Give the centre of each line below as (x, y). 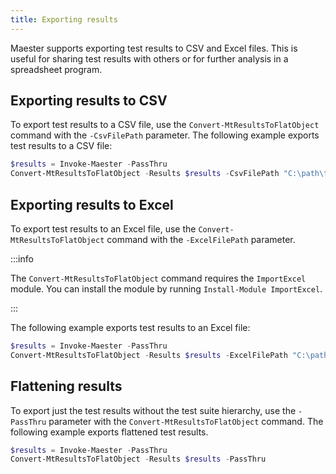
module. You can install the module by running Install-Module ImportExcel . (166, 289)
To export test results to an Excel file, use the (103, 229)
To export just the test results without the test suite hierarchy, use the (153, 410)
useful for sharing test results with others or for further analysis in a (149, 58)
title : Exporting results (64, 19)
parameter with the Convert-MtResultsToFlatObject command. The (186, 421)
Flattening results (66, 386)
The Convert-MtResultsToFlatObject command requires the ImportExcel (158, 278)
